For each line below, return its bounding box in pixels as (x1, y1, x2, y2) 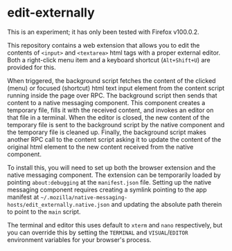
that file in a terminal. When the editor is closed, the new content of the (7, 113, 210, 122)
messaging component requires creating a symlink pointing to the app (7, 185, 207, 194)
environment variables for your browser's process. (7, 235, 152, 243)
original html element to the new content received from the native (7, 142, 194, 151)
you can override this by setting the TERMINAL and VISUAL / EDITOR (7, 228, 188, 236)
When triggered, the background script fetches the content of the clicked (7, 76, 216, 84)
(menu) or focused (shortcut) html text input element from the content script (7, 84, 225, 92)
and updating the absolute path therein (111, 200, 222, 208)
